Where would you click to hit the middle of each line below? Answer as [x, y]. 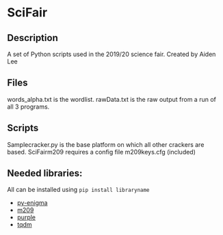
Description [32, 38]
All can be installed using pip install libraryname [78, 190]
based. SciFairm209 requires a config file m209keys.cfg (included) [102, 152]
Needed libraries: [45, 173]
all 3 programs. [28, 107]
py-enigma [32, 203]
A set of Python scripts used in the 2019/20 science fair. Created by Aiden [112, 54]
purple [26, 217]
